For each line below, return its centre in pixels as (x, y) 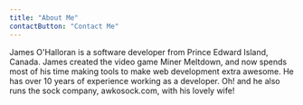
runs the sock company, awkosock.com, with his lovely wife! (122, 91)
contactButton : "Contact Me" (64, 26)
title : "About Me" (44, 18)
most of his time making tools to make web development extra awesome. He (151, 71)
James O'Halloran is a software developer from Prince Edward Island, (139, 52)
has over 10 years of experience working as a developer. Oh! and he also (145, 81)
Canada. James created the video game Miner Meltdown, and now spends (148, 62)
